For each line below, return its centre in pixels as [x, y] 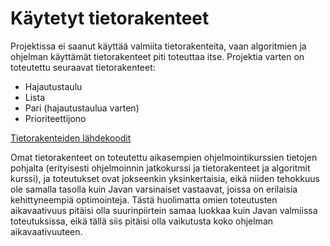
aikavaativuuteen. [46, 231]
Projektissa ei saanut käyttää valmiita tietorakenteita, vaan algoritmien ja [158, 46]
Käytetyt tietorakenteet [110, 18]
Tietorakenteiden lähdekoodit [71, 138]
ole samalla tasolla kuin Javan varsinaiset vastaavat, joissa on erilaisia [154, 189]
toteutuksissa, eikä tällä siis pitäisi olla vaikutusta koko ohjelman [142, 221]
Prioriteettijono [55, 118]
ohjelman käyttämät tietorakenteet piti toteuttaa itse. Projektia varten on [157, 56]
